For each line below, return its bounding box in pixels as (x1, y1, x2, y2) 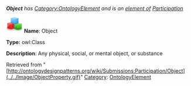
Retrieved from (6, 61, 42, 68)
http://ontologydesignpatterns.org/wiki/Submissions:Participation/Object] (8, 67, 186, 74)
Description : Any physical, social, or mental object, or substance (6, 50, 163, 57)
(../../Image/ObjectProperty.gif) (6, 74, 81, 80)
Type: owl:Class (6, 39, 45, 45)
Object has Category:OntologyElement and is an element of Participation (6, 5, 183, 12)
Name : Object (23, 27, 58, 34)
